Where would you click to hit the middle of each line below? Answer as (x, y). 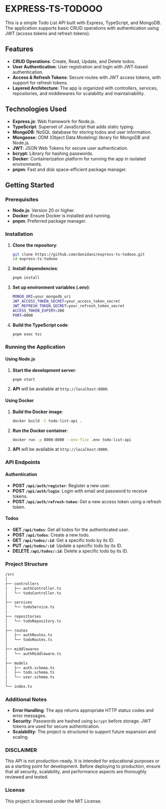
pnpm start (24, 379)
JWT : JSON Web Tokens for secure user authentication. (70, 148)
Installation (19, 234)
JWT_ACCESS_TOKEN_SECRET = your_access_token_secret (66, 301)
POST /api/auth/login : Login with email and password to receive (80, 491)
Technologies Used (36, 109)
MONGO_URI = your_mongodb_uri (41, 297)
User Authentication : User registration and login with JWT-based (80, 66)
